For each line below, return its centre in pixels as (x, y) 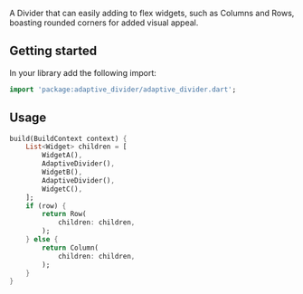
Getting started (53, 51)
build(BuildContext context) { (68, 138)
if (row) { (46, 206)
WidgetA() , (62, 156)
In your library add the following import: (83, 72)
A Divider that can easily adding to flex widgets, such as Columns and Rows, (152, 13)
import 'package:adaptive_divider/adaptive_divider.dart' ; (123, 90)
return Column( (71, 248)
